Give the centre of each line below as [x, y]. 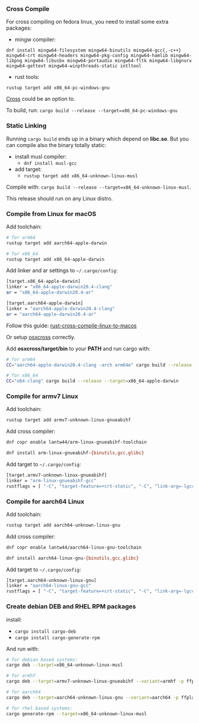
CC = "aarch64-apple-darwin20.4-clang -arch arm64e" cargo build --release [99, 365]
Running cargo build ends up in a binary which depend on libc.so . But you [97, 139]
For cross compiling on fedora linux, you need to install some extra [87, 22]
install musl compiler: [41, 157]
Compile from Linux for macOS [51, 214]
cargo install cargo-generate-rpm [57, 638]
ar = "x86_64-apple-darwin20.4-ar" [50, 292]
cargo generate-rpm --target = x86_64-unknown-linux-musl [76, 714]
